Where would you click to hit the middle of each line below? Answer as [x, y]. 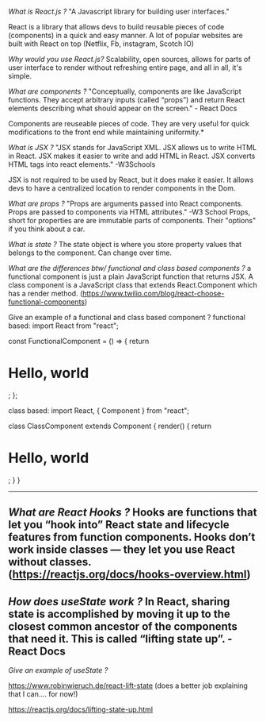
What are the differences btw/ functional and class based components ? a [130, 268]
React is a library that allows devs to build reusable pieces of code [116, 27]
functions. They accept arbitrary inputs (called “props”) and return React [127, 100]
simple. [20, 76]
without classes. [50, 562]
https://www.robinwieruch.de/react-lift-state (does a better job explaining [128, 685]
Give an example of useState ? [58, 670]
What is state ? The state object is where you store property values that [125, 244]
